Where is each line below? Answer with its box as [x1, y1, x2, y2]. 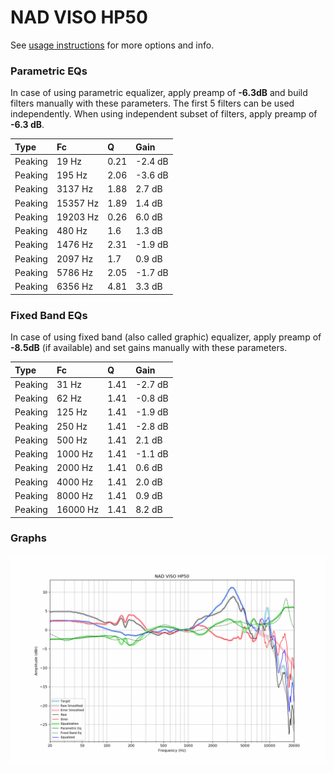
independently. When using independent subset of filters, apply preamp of [10, 108, 318, 120]
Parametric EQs [10, 64, 88, 78]
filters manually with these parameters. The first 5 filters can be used [10, 97, 295, 110]
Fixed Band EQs [10, 308, 88, 322]
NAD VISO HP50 [10, 6, 148, 29]
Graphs [10, 531, 47, 545]
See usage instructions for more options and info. [10, 39, 215, 51]
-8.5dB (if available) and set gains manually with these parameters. [10, 342, 288, 354]
